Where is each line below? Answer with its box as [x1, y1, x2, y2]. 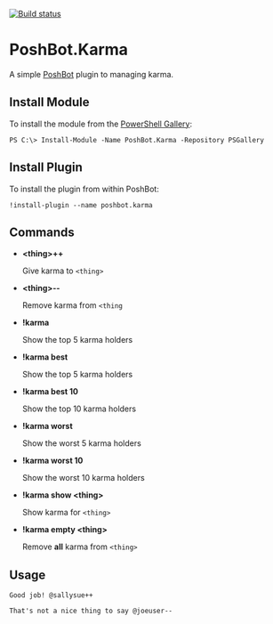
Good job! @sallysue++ [9, 591, 93, 600]
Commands [9, 224, 76, 239]
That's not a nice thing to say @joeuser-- [9, 606, 173, 616]
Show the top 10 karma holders [21, 403, 136, 414]
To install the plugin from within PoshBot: [9, 183, 160, 194]
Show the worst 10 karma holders [21, 473, 145, 483]
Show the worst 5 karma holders [21, 438, 142, 449]
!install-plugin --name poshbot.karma [9, 200, 153, 209]
